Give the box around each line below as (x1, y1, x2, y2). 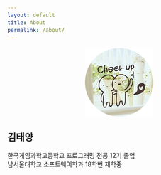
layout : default (7, 11, 55, 18)
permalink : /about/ (7, 26, 65, 33)
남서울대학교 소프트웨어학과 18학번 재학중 (7, 160, 123, 169)
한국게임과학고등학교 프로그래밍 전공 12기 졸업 (7, 152, 135, 160)
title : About (7, 18, 46, 26)
